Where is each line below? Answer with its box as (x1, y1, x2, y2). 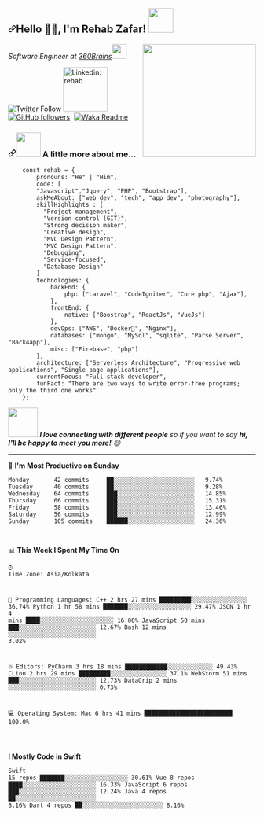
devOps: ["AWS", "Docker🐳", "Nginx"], (49, 325, 178, 333)
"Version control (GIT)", (42, 215, 128, 223)
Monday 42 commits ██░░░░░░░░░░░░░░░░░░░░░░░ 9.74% (8, 477, 223, 484)
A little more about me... (42, 149, 137, 160)
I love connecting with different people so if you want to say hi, (38, 430, 248, 440)
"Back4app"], (8, 339, 51, 347)
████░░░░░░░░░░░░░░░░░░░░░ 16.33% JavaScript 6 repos (8, 781, 189, 789)
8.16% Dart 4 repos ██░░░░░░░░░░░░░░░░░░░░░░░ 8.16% (8, 801, 185, 810)
